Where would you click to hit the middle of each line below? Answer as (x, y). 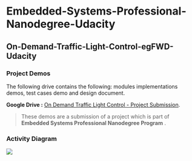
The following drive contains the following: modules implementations (92, 86)
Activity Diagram (32, 139)
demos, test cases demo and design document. (66, 93)
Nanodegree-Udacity (61, 24)
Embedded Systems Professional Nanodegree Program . (94, 123)
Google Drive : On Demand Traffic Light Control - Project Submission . (93, 104)
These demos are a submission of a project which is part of (95, 116)
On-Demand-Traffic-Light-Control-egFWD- (90, 46)
